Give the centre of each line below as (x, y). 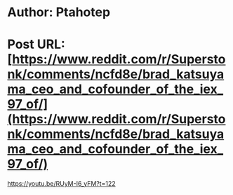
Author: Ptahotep (59, 12)
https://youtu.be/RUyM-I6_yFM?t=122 (61, 184)
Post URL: (36, 45)
